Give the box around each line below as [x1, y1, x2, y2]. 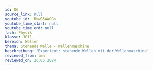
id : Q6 [5, 7, 19, 12]
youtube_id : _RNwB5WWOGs [5, 16, 56, 21]
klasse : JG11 [5, 35, 32, 40]
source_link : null [5, 12, 43, 17]
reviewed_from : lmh [5, 53, 45, 58]
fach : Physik [5, 30, 32, 35]
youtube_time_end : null [5, 26, 54, 31]
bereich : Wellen [5, 39, 38, 44]
